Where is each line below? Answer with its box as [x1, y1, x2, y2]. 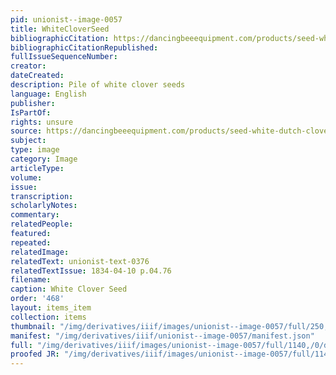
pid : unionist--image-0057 [10, 14, 123, 25]
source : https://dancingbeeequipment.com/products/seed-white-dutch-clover [10, 126, 333, 136]
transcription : [10, 191, 74, 201]
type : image [10, 145, 60, 155]
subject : [10, 136, 47, 146]
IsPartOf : [10, 107, 52, 118]
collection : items [10, 312, 87, 322]
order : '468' [10, 294, 65, 304]
